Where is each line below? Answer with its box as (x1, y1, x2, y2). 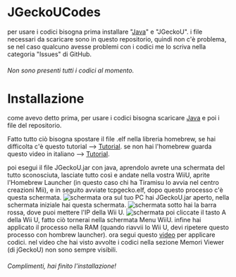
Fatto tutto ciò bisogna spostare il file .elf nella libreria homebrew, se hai (7, 135, 216, 143)
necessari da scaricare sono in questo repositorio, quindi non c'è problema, (7, 34, 227, 43)
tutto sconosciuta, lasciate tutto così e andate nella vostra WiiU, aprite (7, 171, 210, 179)
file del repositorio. (7, 121, 62, 130)
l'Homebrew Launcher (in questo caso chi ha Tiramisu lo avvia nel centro (7, 179, 220, 187)
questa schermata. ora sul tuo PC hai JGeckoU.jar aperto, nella (7, 193, 230, 202)
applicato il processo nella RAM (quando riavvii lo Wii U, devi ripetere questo (7, 223, 229, 232)
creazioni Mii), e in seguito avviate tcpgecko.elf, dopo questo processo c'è (7, 186, 224, 194)
